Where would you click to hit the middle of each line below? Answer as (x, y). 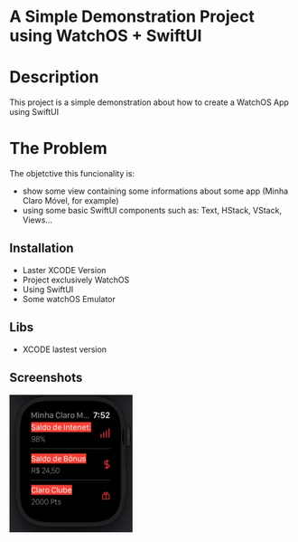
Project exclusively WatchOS (76, 280)
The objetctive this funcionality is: (72, 174)
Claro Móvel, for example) (70, 201)
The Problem (58, 149)
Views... (37, 220)
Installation (42, 248)
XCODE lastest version (64, 349)
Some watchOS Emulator (69, 299)
